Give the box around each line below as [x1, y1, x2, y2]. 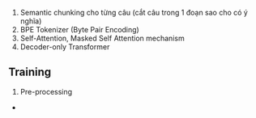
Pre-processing [19, 86, 73, 96]
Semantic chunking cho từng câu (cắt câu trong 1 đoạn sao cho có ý [19, 8, 249, 17]
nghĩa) [19, 16, 42, 26]
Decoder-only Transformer [19, 42, 110, 52]
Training [8, 65, 52, 79]
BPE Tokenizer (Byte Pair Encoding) [19, 25, 139, 34]
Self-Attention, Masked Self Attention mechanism [19, 33, 185, 43]
